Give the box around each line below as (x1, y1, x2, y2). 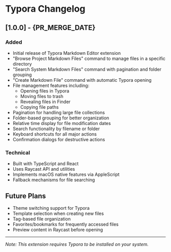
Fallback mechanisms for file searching (12, 177, 95, 183)
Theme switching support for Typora (12, 205, 90, 211)
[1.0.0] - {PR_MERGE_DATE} (5, 23, 96, 32)
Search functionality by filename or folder (12, 125, 100, 132)
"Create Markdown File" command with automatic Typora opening (12, 77, 152, 83)
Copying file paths (20, 104, 59, 110)
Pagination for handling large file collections (12, 109, 105, 115)
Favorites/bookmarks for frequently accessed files (12, 221, 119, 227)
